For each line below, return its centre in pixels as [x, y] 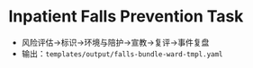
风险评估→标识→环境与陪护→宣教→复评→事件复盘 [115, 42]
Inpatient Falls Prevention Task [126, 17]
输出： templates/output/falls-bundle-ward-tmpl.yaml [122, 53]
